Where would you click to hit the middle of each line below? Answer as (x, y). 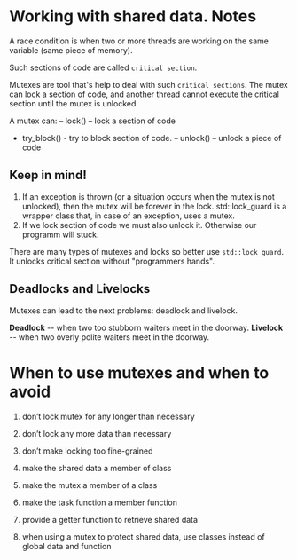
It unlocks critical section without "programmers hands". (112, 261)
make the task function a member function (99, 502)
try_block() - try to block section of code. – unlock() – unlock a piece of (152, 138)
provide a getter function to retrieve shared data (109, 519)
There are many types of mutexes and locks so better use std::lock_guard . (147, 251)
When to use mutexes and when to (139, 372)
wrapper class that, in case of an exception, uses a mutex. (128, 216)
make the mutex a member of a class (90, 485)
